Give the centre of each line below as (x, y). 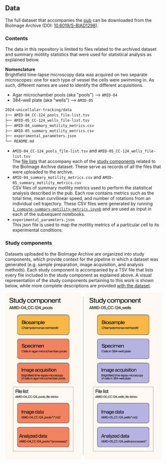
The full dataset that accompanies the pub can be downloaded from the (79, 20)
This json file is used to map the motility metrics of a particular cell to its (86, 225)
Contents (17, 38)
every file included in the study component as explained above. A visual (79, 275)
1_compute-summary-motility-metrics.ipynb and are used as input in (82, 209)
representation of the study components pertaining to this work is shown (80, 280)
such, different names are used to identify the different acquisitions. (74, 85)
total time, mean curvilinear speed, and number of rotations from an (82, 198)
